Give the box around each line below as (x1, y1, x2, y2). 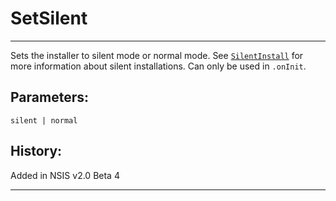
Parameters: (10, 89, 89, 106)
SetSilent (10, 7, 88, 30)
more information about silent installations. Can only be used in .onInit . (10, 60, 307, 72)
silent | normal (10, 115, 78, 126)
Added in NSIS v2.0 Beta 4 (10, 169, 120, 181)
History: (10, 143, 63, 160)
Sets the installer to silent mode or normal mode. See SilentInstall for (10, 49, 304, 61)
